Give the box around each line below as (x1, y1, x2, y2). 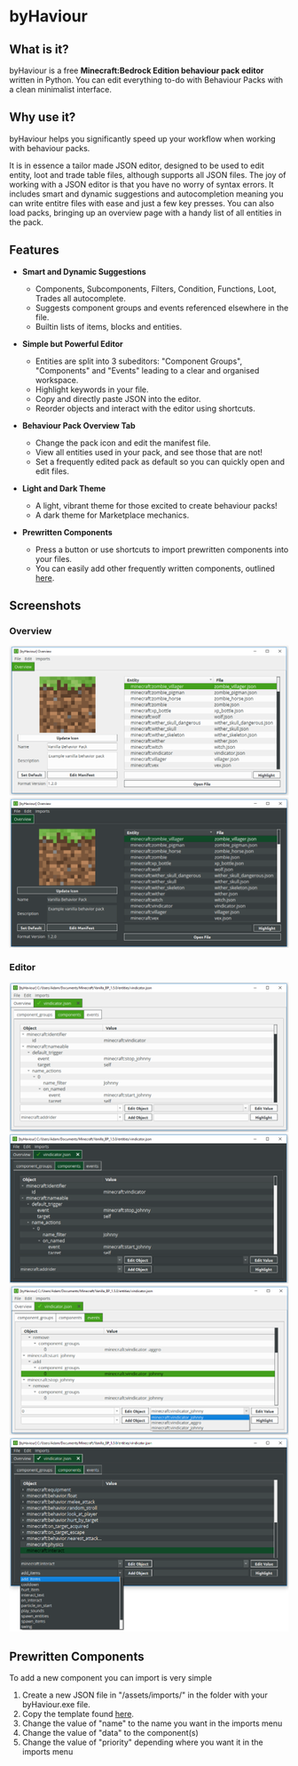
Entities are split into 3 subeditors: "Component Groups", (35, 356, 242, 366)
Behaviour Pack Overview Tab (21, 420, 136, 430)
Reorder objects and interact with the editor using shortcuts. (35, 403, 255, 413)
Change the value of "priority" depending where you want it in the (21, 1737, 263, 1748)
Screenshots (9, 598, 82, 614)
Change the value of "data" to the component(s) (21, 1728, 199, 1738)
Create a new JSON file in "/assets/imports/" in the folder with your (21, 1690, 268, 1700)
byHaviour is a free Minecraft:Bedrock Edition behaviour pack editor (9, 65, 264, 76)
